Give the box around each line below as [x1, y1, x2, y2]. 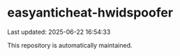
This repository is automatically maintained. [7, 41, 133, 49]
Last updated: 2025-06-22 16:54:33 [7, 28, 111, 36]
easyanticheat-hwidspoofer [7, 5, 173, 21]
